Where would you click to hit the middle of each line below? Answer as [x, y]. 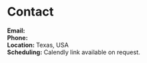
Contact [30, 12]
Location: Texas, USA [38, 45]
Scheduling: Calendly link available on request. [74, 52]
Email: [16, 30]
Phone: [18, 37]
